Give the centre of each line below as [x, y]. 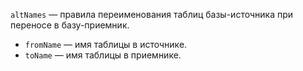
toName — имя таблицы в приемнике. [103, 55]
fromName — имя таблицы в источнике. [106, 44]
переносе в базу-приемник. [70, 25]
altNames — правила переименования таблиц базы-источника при [152, 14]
